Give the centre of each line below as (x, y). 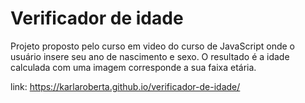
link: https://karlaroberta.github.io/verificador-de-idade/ (125, 86)
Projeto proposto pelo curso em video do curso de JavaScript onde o (153, 46)
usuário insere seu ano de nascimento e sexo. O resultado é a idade (150, 56)
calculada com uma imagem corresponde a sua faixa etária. (133, 67)
